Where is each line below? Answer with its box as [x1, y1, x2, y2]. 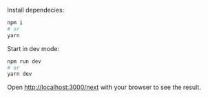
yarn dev [7, 70, 32, 78]
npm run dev [7, 58, 41, 65]
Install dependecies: [7, 6, 65, 14]
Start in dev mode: [7, 44, 60, 52]
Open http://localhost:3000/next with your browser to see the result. [7, 83, 201, 92]
